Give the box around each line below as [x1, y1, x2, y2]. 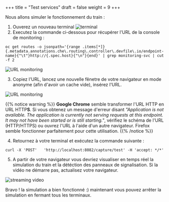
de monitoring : [12, 35, 45, 40]
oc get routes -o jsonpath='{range [5, 44, 80, 49]
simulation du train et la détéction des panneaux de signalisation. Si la [12, 162, 158, 168]
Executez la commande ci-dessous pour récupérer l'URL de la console [12, 29, 160, 35]
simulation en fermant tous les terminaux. [5, 192, 92, 198]
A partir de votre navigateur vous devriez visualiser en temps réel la [12, 157, 154, 162]
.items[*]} [82, 44, 105, 49]
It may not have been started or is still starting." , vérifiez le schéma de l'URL [5, 117, 164, 123]
